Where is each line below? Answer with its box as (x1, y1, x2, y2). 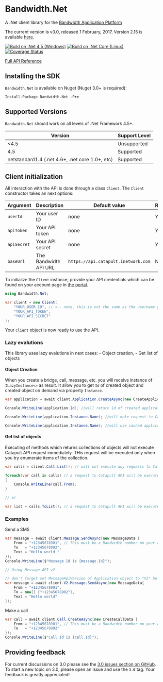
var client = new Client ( (5, 300, 57, 305)
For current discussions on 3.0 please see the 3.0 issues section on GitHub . (5, 661, 156, 667)
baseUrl (7, 259, 25, 264)
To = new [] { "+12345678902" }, (14, 590, 75, 595)
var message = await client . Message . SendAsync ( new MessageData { (5, 536, 140, 541)
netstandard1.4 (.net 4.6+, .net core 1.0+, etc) (7, 156, 113, 163)
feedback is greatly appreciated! (5, 671, 70, 677)
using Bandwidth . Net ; (5, 291, 49, 296)
